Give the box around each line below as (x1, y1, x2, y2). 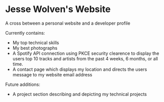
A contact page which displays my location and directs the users (12, 66, 147, 72)
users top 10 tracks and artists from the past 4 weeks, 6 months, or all (12, 55, 158, 61)
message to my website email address (12, 71, 92, 77)
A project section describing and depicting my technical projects (12, 91, 147, 97)
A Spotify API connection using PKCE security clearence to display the (12, 50, 159, 56)
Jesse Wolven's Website (5, 4, 111, 15)
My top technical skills (12, 39, 60, 46)
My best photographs (12, 45, 58, 51)
